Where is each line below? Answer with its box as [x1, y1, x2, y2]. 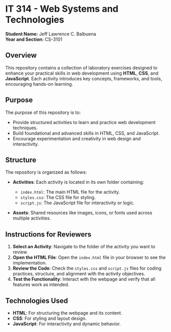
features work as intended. [12, 281, 69, 288]
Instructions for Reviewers [5, 230, 92, 239]
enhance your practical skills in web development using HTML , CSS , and [5, 70, 159, 76]
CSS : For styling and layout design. [12, 315, 87, 321]
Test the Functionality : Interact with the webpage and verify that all [12, 276, 156, 282]
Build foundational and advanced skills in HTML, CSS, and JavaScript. [12, 130, 160, 136]
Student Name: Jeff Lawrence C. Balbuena [5, 31, 96, 37]
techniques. [12, 125, 38, 131]
